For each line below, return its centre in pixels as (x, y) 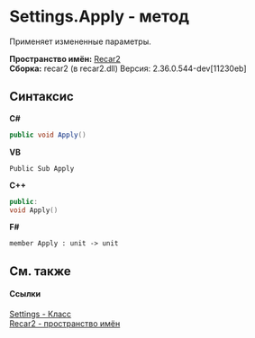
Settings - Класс (41, 314)
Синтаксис (41, 97)
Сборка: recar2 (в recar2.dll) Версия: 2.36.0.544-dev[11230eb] (128, 68)
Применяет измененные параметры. (80, 41)
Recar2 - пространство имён (65, 323)
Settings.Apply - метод (99, 17)
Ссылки (25, 294)
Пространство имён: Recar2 (65, 58)
